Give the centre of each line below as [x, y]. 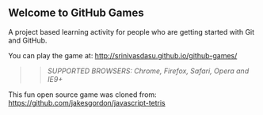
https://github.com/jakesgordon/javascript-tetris [87, 102]
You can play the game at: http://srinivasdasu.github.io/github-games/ [123, 55]
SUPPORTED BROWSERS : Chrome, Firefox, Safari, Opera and [148, 71]
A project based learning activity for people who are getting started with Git [131, 32]
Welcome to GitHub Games [76, 13]
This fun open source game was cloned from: [82, 95]
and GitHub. [28, 40]
